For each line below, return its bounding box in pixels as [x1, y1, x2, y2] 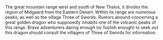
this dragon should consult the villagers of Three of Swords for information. [5, 30, 157, 35]
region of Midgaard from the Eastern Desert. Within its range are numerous [5, 9, 156, 15]
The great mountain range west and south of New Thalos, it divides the [5, 4, 148, 10]
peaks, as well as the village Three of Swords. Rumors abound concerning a [5, 14, 158, 20]
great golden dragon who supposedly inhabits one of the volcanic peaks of [5, 19, 156, 25]
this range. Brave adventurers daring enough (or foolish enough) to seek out [5, 25, 159, 30]
